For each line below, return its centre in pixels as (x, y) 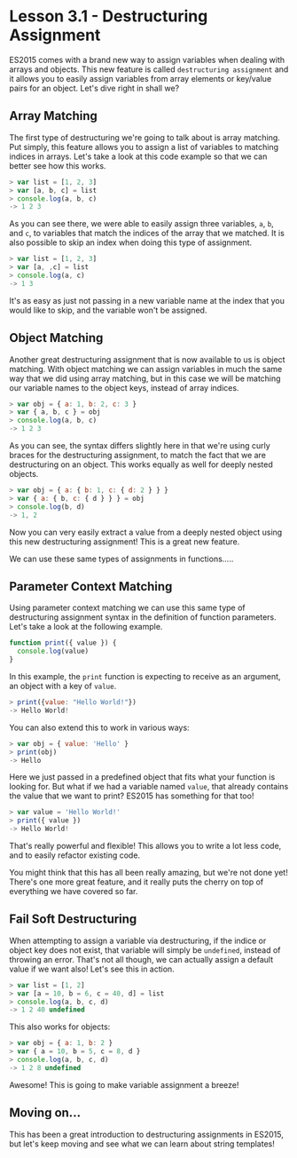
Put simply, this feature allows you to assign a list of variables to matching (144, 147)
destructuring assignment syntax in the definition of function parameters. (143, 617)
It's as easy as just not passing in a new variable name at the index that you (147, 300)
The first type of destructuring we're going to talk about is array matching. (145, 137)
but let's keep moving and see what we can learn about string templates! (142, 1144)
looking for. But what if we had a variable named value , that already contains (149, 787)
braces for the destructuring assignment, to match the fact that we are (137, 456)
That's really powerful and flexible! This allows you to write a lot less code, (145, 846)
